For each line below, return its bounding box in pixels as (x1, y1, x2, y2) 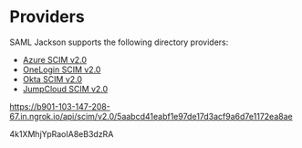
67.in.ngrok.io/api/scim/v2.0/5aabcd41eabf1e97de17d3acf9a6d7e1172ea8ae (9, 111, 294, 122)
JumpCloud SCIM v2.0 (22, 83, 109, 94)
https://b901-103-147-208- (9, 100, 111, 111)
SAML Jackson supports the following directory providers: (9, 37, 229, 48)
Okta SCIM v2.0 (22, 73, 83, 84)
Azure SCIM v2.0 (22, 54, 88, 65)
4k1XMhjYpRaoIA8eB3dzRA (9, 128, 114, 139)
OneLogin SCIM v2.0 (22, 64, 101, 75)
